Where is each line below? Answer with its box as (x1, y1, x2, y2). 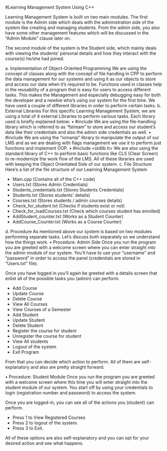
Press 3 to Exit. (12, 425, 44, 431)
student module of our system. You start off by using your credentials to (5, 384, 153, 390)
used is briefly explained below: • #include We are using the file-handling (5, 119, 156, 124)
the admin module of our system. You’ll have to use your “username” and (5, 250, 156, 256)
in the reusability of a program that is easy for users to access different (5, 87, 151, 92)
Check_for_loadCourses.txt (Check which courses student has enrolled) (12, 208, 161, 214)
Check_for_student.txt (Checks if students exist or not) (12, 203, 125, 208)
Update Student (12, 317, 45, 323)
